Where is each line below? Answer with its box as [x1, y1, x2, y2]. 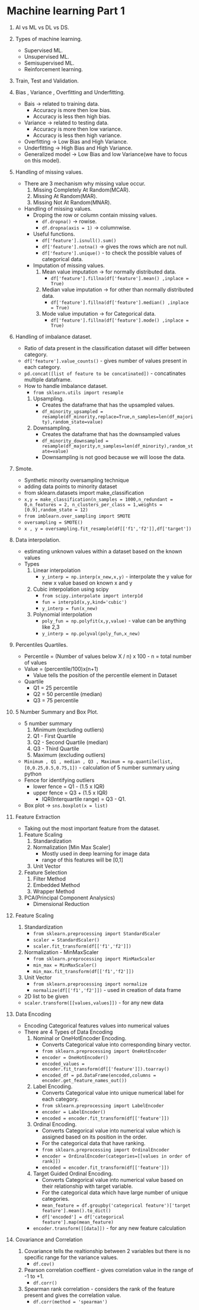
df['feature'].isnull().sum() [41, 237, 117, 244]
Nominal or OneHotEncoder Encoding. [33, 1034, 127, 1042]
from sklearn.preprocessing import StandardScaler [33, 930, 161, 937]
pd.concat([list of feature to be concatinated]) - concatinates [24, 370, 186, 377]
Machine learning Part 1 [7, 4, 125, 18]
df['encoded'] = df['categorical [41, 1214, 125, 1220]
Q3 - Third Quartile [33, 745, 79, 752]
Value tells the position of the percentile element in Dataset [33, 672, 177, 679]
